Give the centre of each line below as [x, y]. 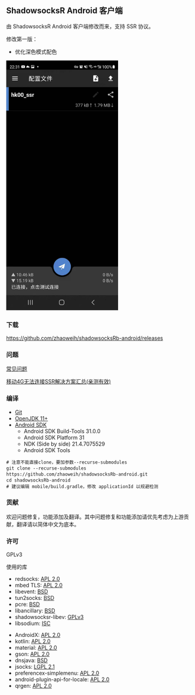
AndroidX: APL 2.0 [38, 635]
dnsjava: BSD [31, 660]
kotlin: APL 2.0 [32, 641]
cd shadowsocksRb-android [38, 480]
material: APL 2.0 [36, 648]
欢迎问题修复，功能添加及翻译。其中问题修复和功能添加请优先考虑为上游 [95, 517]
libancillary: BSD [35, 611]
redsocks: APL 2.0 [37, 579]
